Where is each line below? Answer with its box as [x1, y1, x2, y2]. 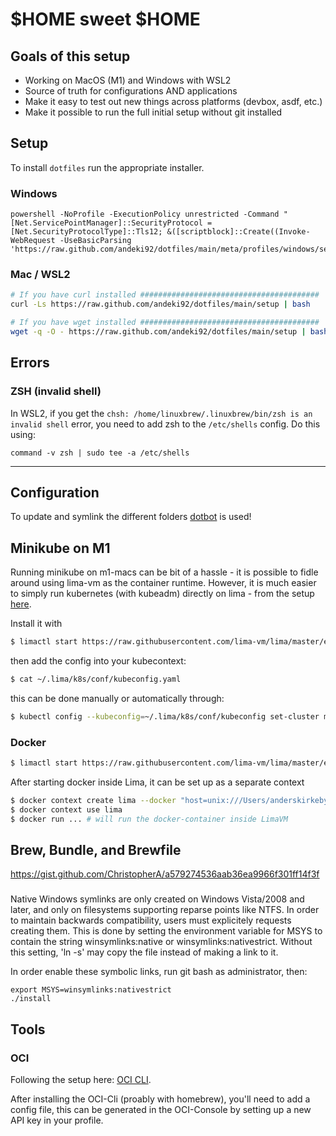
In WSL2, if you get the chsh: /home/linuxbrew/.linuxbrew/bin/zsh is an [10, 407, 313, 419]
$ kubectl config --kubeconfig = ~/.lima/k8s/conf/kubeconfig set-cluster [10, 711, 320, 722]
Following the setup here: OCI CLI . [10, 1074, 152, 1086]
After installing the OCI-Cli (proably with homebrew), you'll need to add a [10, 1093, 311, 1105]
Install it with [10, 618, 63, 630]
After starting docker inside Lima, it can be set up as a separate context [10, 776, 305, 788]
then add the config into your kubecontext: [10, 655, 187, 667]
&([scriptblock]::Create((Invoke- [166, 227, 311, 237]
